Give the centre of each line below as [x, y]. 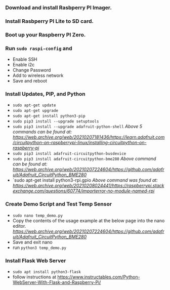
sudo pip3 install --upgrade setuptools [56, 121]
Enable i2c [24, 65]
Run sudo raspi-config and [39, 48]
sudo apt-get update [34, 105]
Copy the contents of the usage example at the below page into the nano [89, 220]
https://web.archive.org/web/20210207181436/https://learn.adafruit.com [89, 137]
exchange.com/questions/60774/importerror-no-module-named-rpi [83, 191]
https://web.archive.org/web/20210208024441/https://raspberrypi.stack [88, 186]
